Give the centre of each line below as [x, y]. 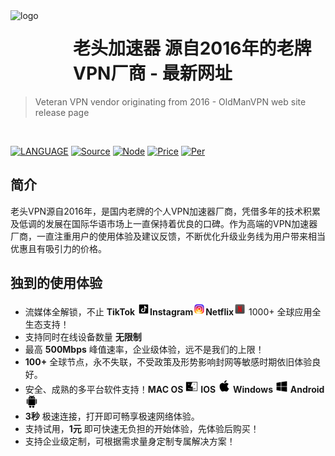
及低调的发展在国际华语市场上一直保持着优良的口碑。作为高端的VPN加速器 [164, 223]
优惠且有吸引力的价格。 [58, 248]
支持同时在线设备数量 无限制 [83, 336]
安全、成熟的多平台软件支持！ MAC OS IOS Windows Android [174, 389]
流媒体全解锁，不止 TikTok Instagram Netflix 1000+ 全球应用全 [173, 311]
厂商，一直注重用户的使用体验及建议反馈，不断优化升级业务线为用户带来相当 [168, 236]
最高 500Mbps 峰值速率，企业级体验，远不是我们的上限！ [144, 349]
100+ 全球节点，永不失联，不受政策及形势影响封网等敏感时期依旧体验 [168, 361]
